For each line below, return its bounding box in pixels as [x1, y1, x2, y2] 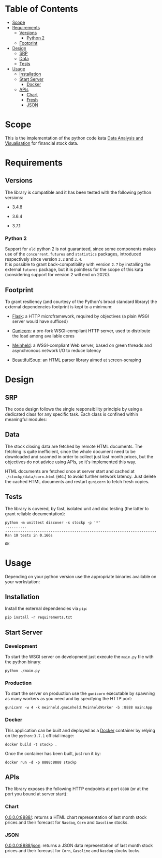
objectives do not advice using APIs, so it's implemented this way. [5, 459, 136, 465]
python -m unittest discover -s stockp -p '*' [5, 520, 101, 525]
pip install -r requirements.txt [5, 615, 73, 620]
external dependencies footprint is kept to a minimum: [5, 303, 113, 309]
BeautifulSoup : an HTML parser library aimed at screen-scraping [12, 357, 142, 363]
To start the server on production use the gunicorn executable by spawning [5, 690, 155, 696]
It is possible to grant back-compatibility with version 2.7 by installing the [5, 261, 151, 268]
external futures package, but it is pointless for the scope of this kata [5, 267, 144, 272]
